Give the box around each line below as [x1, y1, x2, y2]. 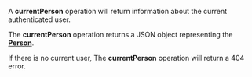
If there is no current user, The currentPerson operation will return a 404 [8, 54, 245, 62]
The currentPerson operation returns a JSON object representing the [8, 30, 233, 39]
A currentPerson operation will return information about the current [8, 7, 228, 16]
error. [8, 61, 26, 71]
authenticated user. [8, 15, 71, 24]
